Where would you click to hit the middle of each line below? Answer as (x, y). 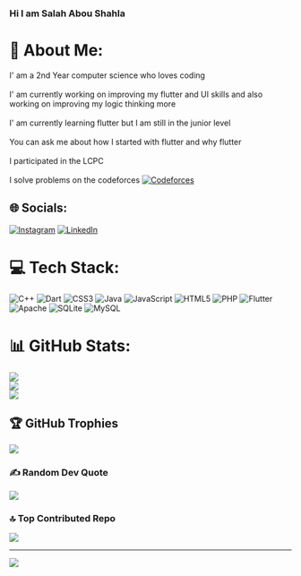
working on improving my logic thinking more (93, 103)
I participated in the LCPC (57, 160)
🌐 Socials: (39, 208)
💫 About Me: (56, 51)
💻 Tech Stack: (64, 267)
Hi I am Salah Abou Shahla (67, 13)
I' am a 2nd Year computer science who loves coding (107, 75)
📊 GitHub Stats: (70, 345)
